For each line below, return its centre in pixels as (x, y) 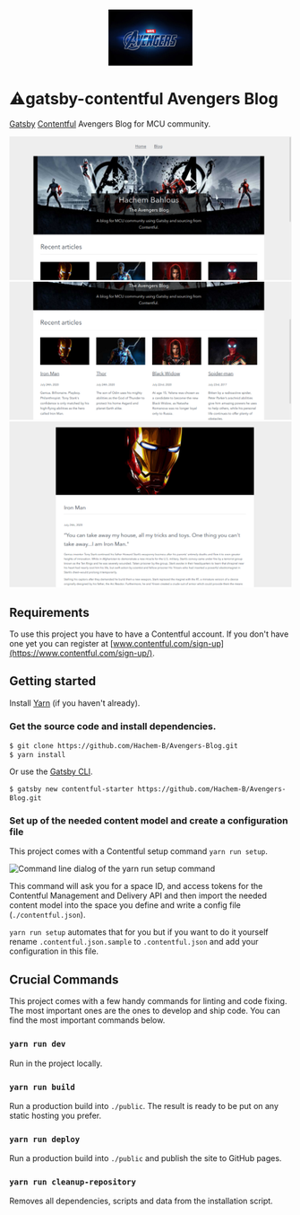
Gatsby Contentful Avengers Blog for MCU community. (110, 123)
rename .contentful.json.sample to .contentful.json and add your (134, 942)
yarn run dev (38, 1044)
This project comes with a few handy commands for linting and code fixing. (148, 1001)
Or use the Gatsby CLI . (51, 771)
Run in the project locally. (56, 1063)
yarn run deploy (45, 1139)
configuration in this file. (54, 951)
